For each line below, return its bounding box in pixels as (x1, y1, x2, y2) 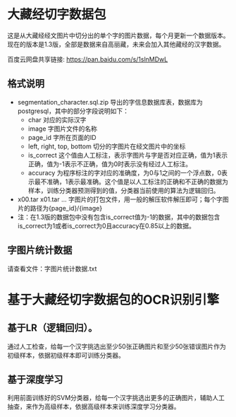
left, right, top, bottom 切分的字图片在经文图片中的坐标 (27, 142, 186, 151)
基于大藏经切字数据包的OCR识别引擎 (7, 291, 220, 307)
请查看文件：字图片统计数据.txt (7, 264, 97, 273)
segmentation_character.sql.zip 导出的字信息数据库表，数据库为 (17, 98, 203, 106)
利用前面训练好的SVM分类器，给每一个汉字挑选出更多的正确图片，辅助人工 (7, 394, 225, 402)
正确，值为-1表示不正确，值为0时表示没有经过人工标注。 (27, 160, 192, 168)
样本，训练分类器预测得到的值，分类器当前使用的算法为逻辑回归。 (27, 186, 220, 194)
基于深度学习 (7, 373, 63, 385)
